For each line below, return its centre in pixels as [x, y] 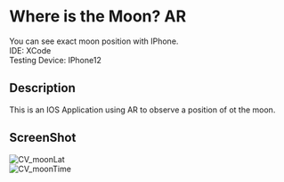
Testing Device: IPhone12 [56, 60]
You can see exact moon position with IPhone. [94, 41]
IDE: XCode [30, 50]
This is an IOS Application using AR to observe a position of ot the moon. [142, 110]
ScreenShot [43, 138]
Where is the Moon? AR [98, 17]
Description [42, 88]
